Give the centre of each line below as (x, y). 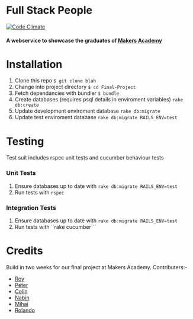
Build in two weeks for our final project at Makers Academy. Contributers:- (97, 267)
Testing (25, 141)
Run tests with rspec (39, 192)
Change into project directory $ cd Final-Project (75, 87)
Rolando (25, 310)
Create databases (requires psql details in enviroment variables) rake (99, 100)
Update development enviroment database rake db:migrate (88, 111)
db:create (27, 105)
